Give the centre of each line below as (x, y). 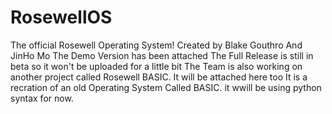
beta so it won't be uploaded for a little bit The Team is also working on (156, 66)
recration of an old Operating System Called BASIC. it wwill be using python (166, 87)
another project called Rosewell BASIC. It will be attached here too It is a (159, 77)
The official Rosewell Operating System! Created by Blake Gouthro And (156, 45)
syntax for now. (42, 98)
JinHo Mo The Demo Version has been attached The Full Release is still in (162, 55)
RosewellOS (61, 17)
